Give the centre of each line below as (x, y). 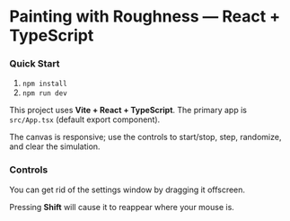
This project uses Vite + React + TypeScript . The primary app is (128, 110)
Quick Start (35, 64)
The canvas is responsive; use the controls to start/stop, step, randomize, (145, 137)
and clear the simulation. (55, 146)
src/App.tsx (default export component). (85, 119)
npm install (44, 84)
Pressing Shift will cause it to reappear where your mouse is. (122, 207)
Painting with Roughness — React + (145, 17)
